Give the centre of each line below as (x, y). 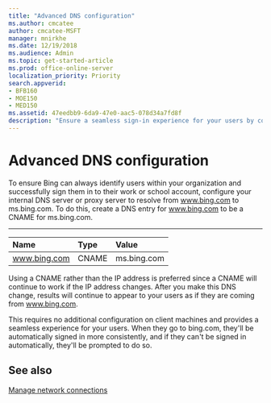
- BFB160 (23, 91)
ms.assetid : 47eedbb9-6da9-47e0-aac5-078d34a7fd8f (95, 114)
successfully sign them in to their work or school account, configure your (130, 191)
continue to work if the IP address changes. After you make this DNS (122, 286)
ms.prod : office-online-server (61, 69)
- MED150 (23, 106)
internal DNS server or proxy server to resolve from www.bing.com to (124, 200)
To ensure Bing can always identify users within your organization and (125, 183)
